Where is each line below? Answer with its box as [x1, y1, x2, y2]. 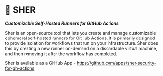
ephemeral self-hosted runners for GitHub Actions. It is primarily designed [5, 35, 155, 41]
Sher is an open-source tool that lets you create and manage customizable [5, 30, 156, 36]
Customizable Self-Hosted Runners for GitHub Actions [5, 20, 119, 26]
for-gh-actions [5, 65, 35, 71]
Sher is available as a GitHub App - [5, 60, 76, 66]
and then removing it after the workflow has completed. [5, 51, 118, 57]
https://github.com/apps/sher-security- [77, 60, 156, 66]
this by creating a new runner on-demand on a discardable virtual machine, [5, 45, 158, 51]
